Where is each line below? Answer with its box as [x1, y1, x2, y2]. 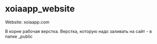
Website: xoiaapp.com [5, 19, 50, 25]
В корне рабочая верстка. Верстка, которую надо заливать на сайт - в [5, 28, 152, 34]
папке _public [5, 33, 33, 39]
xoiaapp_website [5, 3, 75, 14]
